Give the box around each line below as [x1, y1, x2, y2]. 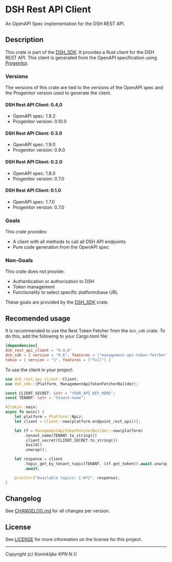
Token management [12, 284, 55, 290]
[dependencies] [5, 343, 38, 348]
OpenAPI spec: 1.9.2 [12, 113, 56, 119]
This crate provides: [5, 229, 48, 235]
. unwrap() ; [24, 447, 47, 452]
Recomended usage [5, 314, 71, 323]
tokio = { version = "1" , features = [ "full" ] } [5, 357, 111, 363]
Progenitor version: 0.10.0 [12, 118, 67, 125]
